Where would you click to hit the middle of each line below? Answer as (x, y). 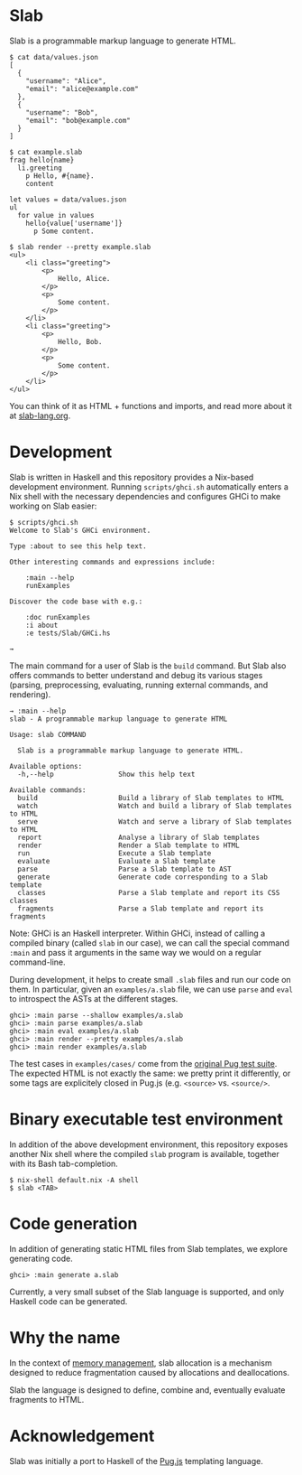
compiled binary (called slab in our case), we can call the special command (150, 943)
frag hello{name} (42, 160)
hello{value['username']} (74, 223)
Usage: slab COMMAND (48, 734)
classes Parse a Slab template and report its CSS (149, 892)
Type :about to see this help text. (78, 546)
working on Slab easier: (53, 506)
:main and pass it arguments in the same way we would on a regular (135, 952)
